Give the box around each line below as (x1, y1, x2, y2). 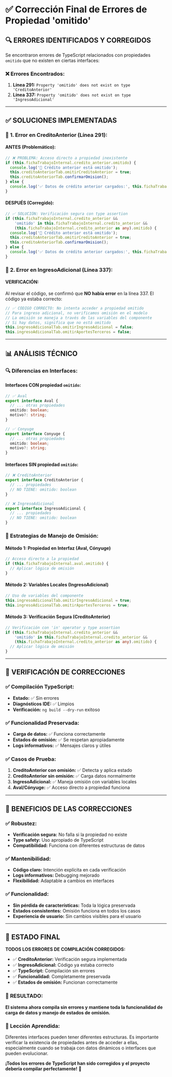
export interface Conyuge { (5, 431, 66, 436)
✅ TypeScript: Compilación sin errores (12, 968, 95, 974)
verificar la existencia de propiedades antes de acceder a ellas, (5, 1039, 139, 1045)
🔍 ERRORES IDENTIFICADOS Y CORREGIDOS (5, 36, 151, 45)
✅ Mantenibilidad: (5, 855, 51, 862)
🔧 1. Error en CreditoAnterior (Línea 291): (5, 131, 107, 138)
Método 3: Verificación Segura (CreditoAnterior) (5, 614, 111, 620)
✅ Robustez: (5, 820, 37, 827)
